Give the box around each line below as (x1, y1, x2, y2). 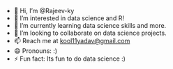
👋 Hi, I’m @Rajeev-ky (13, 7, 75, 15)
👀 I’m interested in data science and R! (13, 14, 124, 22)
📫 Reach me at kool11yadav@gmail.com (13, 37, 130, 45)
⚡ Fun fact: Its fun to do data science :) (13, 54, 126, 63)
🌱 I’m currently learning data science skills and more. (13, 22, 167, 29)
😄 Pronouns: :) (13, 47, 58, 55)
